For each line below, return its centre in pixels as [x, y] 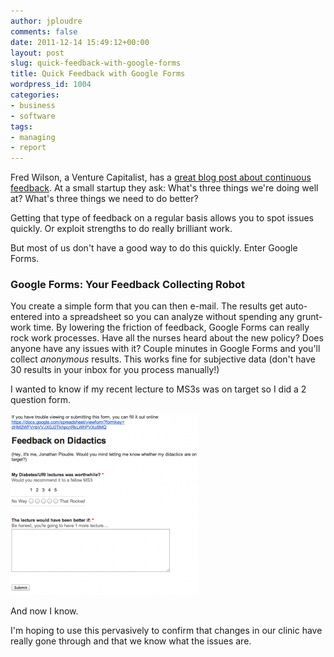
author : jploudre [46, 21]
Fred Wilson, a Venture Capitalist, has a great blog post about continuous [161, 177]
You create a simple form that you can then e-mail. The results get [146, 306]
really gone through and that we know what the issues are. [131, 641]
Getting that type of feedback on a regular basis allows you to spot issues [162, 218]
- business [33, 105]
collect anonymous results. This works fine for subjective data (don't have [163, 359]
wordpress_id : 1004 [51, 85]
